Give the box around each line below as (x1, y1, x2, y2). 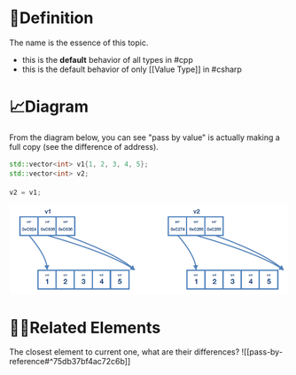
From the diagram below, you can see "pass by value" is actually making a (9, 132, 281, 143)
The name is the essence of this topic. (9, 37, 149, 48)
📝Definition (9, 8, 94, 28)
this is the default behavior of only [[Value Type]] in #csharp (21, 64, 242, 74)
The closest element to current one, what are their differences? (9, 347, 240, 357)
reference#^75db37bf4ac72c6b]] (9, 356, 131, 367)
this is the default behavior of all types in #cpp (21, 54, 193, 65)
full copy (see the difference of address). (9, 141, 160, 152)
